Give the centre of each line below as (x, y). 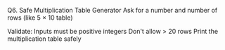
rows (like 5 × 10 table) (40, 18)
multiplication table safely (45, 39)
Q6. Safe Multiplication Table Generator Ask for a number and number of (112, 10)
